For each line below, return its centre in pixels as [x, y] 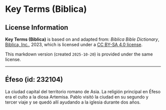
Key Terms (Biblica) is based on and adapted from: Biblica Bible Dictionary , [82, 39]
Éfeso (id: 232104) [34, 80]
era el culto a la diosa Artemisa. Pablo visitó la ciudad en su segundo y [77, 97]
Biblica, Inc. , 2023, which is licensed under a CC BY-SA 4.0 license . [74, 45]
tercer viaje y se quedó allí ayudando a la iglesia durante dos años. [73, 102]
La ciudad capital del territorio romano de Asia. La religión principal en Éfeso [83, 91]
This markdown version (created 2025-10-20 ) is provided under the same [79, 54]
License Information [37, 27]
